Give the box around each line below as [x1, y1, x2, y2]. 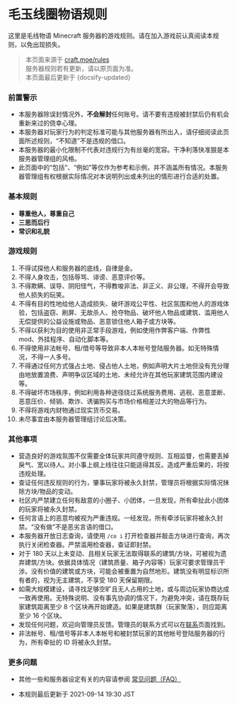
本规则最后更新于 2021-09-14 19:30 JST [18, 690, 135, 699]
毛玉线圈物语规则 [8, 6, 108, 23]
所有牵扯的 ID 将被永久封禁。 [30, 638, 115, 647]
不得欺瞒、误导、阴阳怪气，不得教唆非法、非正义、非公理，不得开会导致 [18, 281, 229, 290]
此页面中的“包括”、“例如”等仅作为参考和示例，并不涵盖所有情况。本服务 [18, 163, 229, 172]
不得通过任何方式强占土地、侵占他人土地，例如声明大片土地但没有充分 [18, 361, 224, 370]
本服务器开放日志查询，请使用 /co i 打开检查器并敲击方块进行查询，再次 [18, 532, 231, 540]
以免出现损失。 [20, 40, 64, 48]
